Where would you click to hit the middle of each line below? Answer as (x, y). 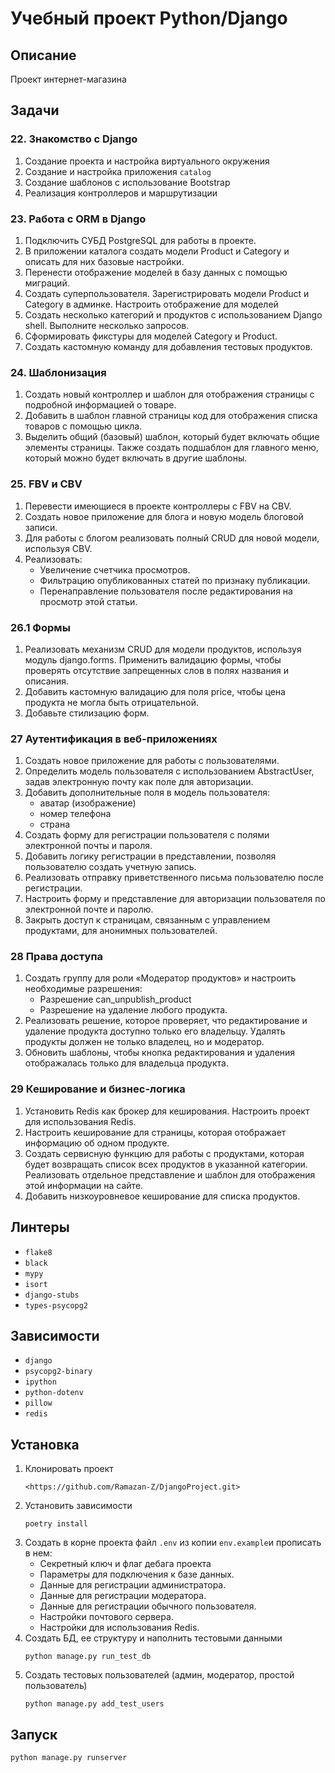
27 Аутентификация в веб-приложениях (114, 739)
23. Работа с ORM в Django (78, 219)
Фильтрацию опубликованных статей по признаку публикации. (175, 580)
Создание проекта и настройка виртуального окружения (147, 161)
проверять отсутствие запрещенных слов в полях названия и (156, 670)
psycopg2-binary (58, 1372)
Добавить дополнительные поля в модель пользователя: (147, 793)
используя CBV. (58, 548)
